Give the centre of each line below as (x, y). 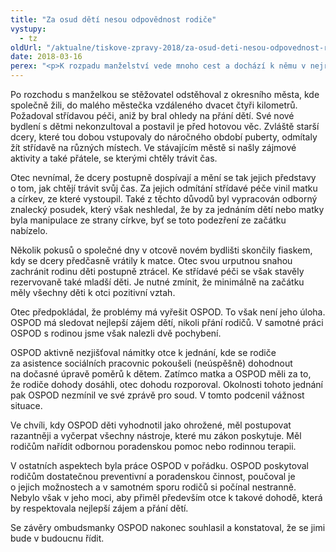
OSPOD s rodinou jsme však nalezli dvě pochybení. (116, 333)
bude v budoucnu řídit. (57, 538)
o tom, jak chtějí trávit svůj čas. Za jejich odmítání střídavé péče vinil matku (164, 188)
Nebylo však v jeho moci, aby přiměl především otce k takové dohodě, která (166, 497)
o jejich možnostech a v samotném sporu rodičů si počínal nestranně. (153, 487)
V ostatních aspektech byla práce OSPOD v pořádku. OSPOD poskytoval (159, 465)
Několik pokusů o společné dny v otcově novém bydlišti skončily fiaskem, (161, 250)
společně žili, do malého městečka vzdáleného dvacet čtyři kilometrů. (154, 105)
